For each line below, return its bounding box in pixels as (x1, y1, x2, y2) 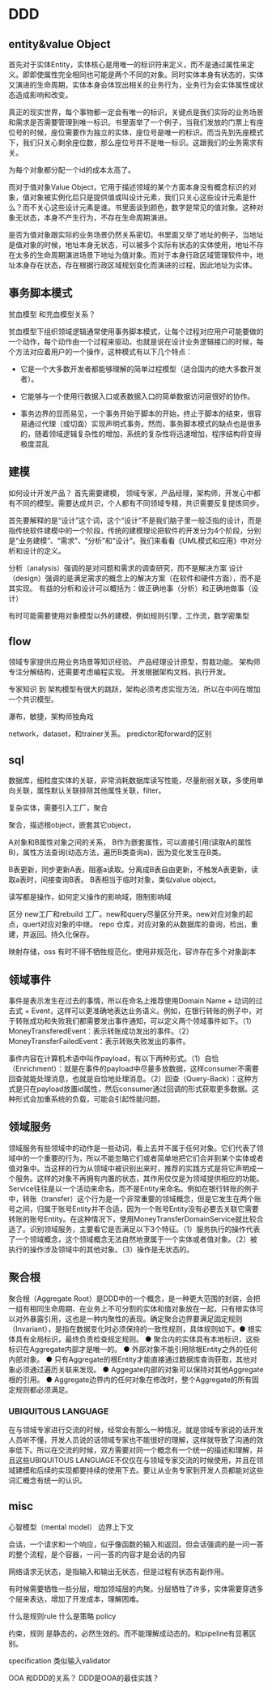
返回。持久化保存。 (29, 930, 94, 939)
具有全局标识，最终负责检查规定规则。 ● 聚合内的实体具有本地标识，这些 (15, 1334, 261, 1344)
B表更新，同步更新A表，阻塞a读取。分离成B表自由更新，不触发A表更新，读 (8, 865, 259, 875)
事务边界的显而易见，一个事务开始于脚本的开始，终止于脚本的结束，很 (19, 409, 255, 418)
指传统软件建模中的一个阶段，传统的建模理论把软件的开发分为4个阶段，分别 (8, 525, 261, 535)
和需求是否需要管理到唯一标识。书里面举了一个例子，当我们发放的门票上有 (8, 118, 257, 126)
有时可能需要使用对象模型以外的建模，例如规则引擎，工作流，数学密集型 (8, 610, 249, 620)
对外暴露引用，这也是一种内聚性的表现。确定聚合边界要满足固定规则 (15, 1314, 243, 1324)
